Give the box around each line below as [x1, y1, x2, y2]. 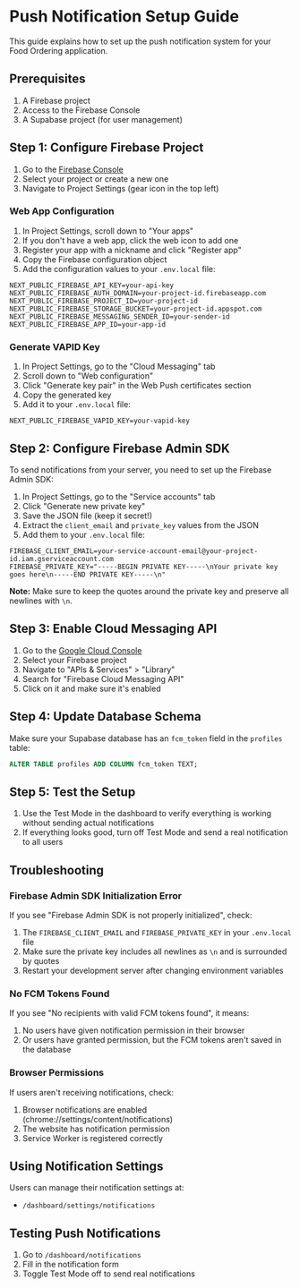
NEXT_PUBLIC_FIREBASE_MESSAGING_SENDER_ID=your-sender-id [9, 311, 230, 321]
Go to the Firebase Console [21, 164, 124, 175]
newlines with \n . [9, 595, 73, 606]
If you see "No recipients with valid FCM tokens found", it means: [9, 1008, 250, 1019]
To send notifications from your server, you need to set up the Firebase [9, 464, 272, 475]
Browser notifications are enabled [21, 1104, 148, 1115]
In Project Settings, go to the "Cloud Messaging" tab [21, 361, 216, 372]
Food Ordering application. [9, 45, 108, 55]
